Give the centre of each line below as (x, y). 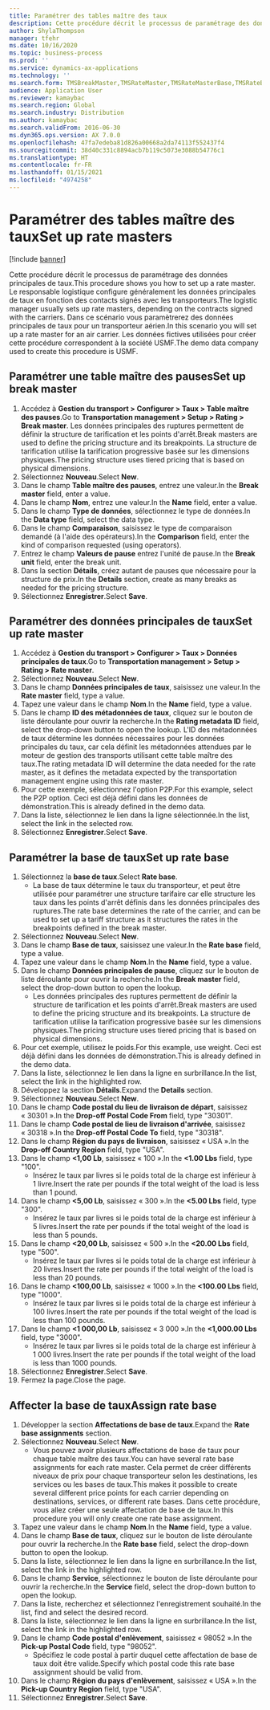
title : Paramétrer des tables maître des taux (88, 16)
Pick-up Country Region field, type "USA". (91, 1689)
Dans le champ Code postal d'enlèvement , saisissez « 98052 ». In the (136, 1638)
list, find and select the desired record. (85, 1612)
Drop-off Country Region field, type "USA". (93, 1150)
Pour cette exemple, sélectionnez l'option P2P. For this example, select (137, 790)
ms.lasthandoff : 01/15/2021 (56, 173)
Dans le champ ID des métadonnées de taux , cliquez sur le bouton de (137, 713)
